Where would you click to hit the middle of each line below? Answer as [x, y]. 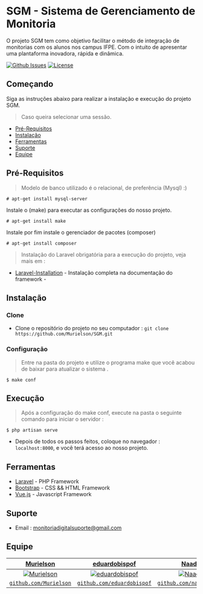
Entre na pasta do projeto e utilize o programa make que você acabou [108, 362]
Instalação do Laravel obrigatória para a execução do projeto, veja [103, 254]
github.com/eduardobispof [114, 583]
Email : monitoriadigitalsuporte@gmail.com [68, 528]
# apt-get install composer [42, 243]
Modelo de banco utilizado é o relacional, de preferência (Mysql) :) [104, 188]
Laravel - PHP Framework [47, 482]
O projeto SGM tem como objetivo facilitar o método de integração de [93, 40]
